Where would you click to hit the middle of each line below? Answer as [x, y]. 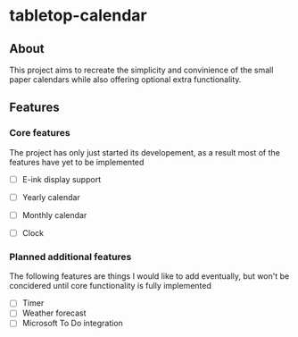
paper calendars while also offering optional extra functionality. [125, 80]
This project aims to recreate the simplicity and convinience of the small [141, 70]
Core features [40, 133]
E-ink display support [61, 179]
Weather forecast [54, 313]
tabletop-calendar [78, 16]
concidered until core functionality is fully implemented [111, 286]
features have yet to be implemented [77, 162]
